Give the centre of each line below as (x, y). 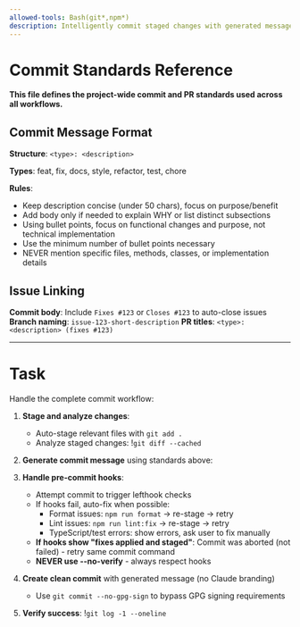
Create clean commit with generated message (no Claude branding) (148, 578)
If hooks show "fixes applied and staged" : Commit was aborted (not (163, 542)
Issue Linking (47, 291)
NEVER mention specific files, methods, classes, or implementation (146, 253)
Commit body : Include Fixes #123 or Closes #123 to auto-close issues (138, 313)
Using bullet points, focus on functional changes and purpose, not (144, 225)
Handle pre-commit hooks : (73, 477)
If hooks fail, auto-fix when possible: (103, 504)
